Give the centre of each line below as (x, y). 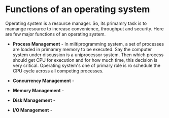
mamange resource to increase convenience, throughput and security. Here (84, 28)
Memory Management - (38, 90)
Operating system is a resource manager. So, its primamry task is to (76, 23)
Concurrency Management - (43, 81)
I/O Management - (32, 110)
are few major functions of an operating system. (56, 34)
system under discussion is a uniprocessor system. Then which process (88, 55)
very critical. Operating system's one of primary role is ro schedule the (87, 65)
